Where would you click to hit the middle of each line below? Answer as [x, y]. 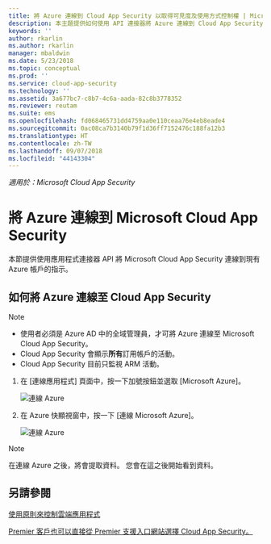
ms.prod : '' [28, 76]
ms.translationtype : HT [48, 136]
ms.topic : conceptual [45, 69]
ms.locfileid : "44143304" [52, 158]
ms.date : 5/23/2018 [41, 61]
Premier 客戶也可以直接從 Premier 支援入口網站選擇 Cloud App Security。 [131, 531]
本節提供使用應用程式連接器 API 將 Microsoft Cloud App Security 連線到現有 [134, 259]
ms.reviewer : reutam [43, 106]
